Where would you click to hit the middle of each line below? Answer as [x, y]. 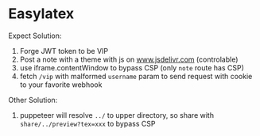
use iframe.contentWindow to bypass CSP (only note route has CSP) [132, 67]
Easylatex [41, 14]
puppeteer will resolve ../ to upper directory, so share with [117, 115]
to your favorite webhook [61, 85]
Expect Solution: [35, 36]
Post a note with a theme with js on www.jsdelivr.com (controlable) [129, 59]
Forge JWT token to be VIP [64, 51]
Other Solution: [33, 100]
